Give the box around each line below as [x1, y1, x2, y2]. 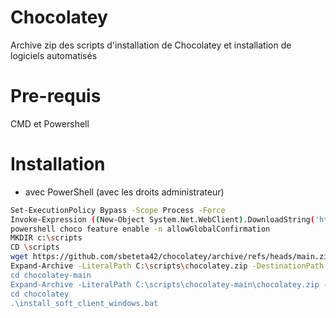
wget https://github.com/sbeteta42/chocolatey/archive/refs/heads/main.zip [10, 252, 333, 262]
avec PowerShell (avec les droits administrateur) [24, 186, 225, 198]
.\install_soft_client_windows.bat [10, 298, 159, 308]
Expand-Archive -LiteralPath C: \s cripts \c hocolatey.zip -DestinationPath [10, 261, 325, 271]
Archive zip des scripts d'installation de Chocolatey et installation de [10, 39, 292, 51]
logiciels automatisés [10, 49, 98, 61]
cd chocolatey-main [10, 270, 92, 280]
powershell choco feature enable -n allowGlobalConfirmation [10, 224, 271, 234]
